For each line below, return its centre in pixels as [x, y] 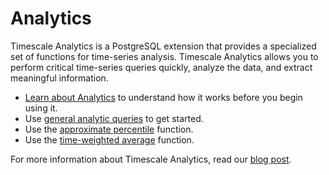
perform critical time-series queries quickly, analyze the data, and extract [161, 67]
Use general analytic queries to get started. [114, 118]
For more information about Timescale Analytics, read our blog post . [151, 159]
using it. [41, 108]
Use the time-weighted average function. [109, 139]
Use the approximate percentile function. [109, 129]
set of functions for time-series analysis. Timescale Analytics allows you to [164, 56]
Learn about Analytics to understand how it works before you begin [163, 97]
